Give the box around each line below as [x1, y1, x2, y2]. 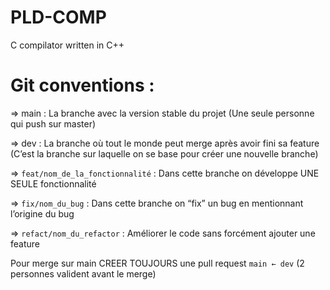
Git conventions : [10, 74, 155, 97]
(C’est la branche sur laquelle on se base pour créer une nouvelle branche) [10, 147, 319, 160]
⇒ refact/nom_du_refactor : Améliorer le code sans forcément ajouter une [10, 227, 316, 239]
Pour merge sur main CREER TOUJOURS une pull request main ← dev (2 [10, 257, 305, 269]
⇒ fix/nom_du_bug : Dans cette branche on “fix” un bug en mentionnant [10, 197, 304, 209]
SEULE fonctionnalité [10, 177, 97, 190]
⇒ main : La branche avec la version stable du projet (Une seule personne [10, 107, 315, 119]
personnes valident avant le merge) [10, 267, 157, 280]
